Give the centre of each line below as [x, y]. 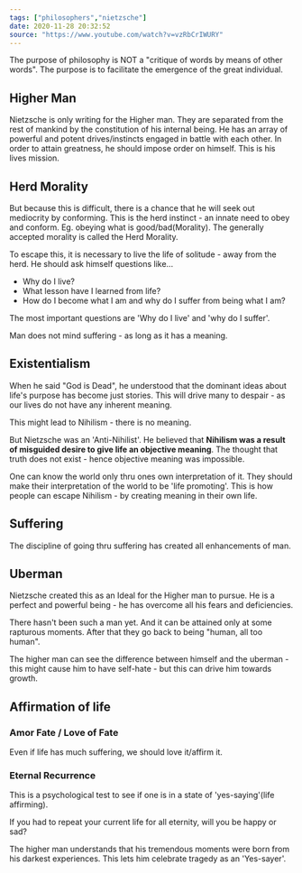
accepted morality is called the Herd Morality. [94, 237]
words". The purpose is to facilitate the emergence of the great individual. [146, 69]
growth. [24, 678]
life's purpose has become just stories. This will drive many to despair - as [147, 395]
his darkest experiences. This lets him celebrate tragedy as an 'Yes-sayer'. [148, 859]
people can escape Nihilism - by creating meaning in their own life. [133, 495]
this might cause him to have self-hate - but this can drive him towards [141, 669]
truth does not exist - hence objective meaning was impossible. [127, 459]
